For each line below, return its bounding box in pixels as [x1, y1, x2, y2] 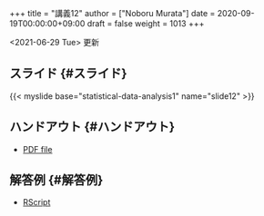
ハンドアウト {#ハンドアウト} [9, 119, 176, 134]
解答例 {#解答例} [9, 172, 104, 188]
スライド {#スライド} [9, 66, 127, 82]
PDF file [22, 143, 53, 154]
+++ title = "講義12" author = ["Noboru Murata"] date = [9, 8, 216, 18]
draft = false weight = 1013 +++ [86, 18, 205, 29]
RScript [22, 197, 51, 208]
